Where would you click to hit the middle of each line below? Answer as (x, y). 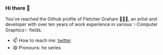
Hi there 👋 (18, 8)
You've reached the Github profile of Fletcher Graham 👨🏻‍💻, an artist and (81, 19)
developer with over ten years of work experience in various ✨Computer (81, 24)
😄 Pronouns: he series (37, 48)
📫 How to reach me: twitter (42, 40)
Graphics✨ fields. (24, 30)
